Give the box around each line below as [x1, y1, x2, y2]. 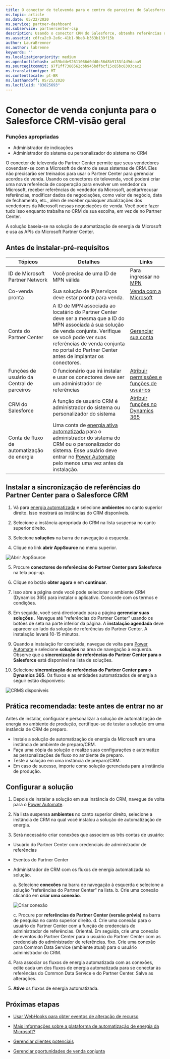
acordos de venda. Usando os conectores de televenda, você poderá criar [6, 176, 160, 182]
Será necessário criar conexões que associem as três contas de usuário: [13, 832, 164, 838]
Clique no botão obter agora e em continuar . [13, 579, 107, 585]
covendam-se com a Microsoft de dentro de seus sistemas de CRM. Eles [6, 165, 157, 171]
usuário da [8, 374, 34, 381]
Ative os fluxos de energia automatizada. [13, 985, 99, 991]
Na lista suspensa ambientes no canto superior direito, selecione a [13, 811, 153, 817]
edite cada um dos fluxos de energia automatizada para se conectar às [13, 965, 161, 971]
